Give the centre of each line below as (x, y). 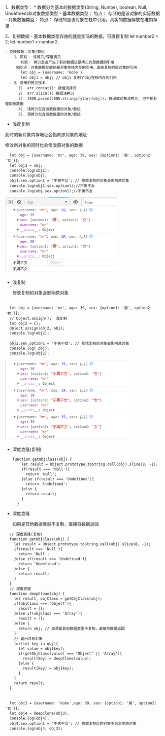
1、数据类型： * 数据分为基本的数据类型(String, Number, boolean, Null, (76, 7)
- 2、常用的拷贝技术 (28, 83)
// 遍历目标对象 (28, 639)
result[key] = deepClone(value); (57, 659)
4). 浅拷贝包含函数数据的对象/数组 (49, 109)
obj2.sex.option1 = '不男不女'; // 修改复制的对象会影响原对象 (69, 343)
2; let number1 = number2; (32, 42)
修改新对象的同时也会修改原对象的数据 (44, 145)
